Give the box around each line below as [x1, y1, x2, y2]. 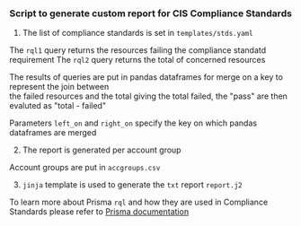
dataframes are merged [9, 127, 97, 138]
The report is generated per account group [22, 144, 181, 155]
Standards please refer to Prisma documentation [9, 206, 190, 217]
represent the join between [9, 82, 110, 92]
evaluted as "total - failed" [9, 100, 106, 111]
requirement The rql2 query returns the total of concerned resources [9, 55, 266, 65]
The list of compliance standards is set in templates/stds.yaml [22, 28, 253, 39]
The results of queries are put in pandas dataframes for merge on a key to [9, 72, 283, 83]
